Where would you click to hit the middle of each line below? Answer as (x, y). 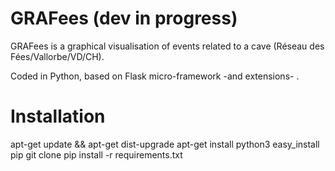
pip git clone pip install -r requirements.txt (96, 154)
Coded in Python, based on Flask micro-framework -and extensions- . (155, 76)
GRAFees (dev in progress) (124, 18)
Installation (58, 116)
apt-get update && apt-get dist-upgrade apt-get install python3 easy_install (165, 144)
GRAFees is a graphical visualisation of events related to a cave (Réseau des (167, 46)
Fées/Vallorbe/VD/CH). (57, 56)
